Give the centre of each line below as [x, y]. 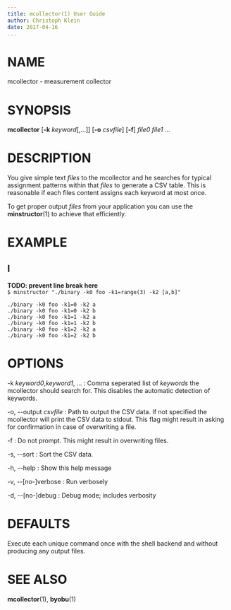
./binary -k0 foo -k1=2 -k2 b [52, 336]
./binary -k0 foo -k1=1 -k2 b [52, 323]
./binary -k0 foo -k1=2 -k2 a [52, 329]
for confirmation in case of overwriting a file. [72, 427]
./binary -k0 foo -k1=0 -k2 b [52, 311]
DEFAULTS [39, 524]
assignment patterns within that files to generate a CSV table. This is [107, 185]
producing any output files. [46, 551]
